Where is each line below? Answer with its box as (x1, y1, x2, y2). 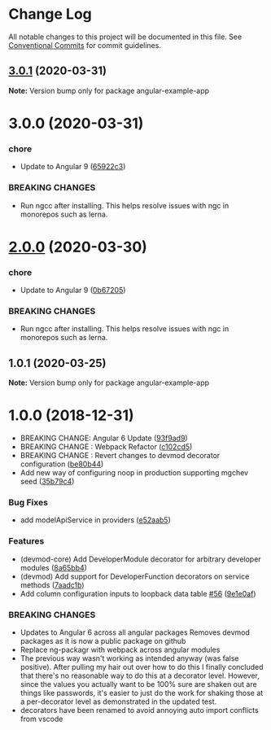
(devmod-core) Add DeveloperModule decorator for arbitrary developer (20, 554, 262, 564)
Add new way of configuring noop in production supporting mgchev (20, 468, 249, 478)
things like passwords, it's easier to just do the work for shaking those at (20, 688, 264, 697)
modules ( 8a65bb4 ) (20, 562, 88, 572)
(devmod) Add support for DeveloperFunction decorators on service (20, 571, 250, 581)
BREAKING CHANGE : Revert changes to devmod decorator (20, 451, 221, 461)
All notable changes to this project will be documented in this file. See (8, 32, 243, 42)
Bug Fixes (8, 496, 49, 508)
